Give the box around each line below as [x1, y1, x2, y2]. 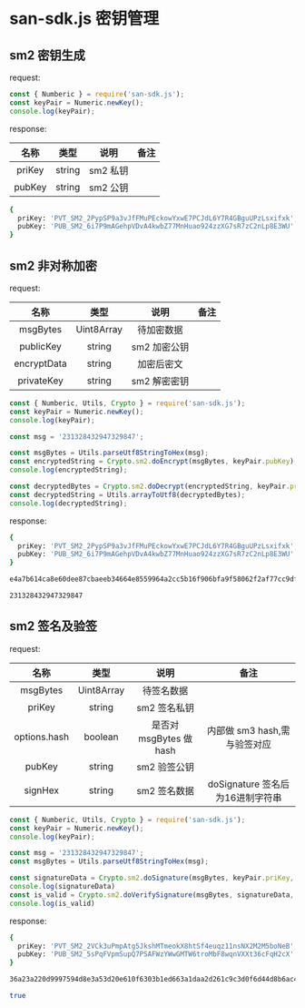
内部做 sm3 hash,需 [207, 724, 290, 737]
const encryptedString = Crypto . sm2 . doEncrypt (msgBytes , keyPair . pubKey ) [9, 457, 295, 466]
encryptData [14, 357, 68, 370]
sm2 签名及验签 [9, 618, 98, 634]
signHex [24, 784, 59, 797]
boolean [84, 730, 119, 743]
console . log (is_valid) [9, 899, 95, 908]
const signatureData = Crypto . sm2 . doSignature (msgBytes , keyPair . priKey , [9, 873, 295, 883]
